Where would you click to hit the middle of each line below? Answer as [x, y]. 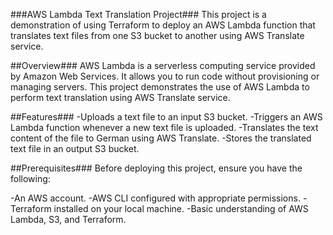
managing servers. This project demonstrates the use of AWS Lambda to [160, 87]
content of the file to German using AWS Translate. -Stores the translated [161, 138]
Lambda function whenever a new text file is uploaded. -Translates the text [164, 127]
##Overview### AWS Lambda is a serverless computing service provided [163, 65]
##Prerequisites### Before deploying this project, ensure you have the [156, 168]
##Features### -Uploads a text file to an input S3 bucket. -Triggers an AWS [166, 117]
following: [30, 178]
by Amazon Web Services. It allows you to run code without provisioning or [165, 76]
